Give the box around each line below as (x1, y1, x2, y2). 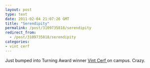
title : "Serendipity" (5, 21, 50, 26)
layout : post (5, 7, 32, 12)
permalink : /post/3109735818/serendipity (5, 26, 92, 31)
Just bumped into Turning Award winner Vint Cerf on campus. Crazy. (5, 57, 146, 63)
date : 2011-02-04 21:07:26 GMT (5, 16, 70, 21)
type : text (5, 12, 28, 17)
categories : (5, 39, 30, 44)
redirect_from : (5, 30, 37, 35)
